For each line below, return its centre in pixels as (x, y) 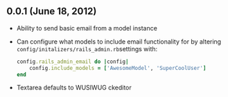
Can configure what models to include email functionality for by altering (119, 42)
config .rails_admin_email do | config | (72, 62)
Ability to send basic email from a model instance (87, 28)
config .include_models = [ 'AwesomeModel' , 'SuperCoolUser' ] (118, 68)
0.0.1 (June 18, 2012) (52, 11)
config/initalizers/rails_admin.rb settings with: (87, 48)
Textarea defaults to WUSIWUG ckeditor (74, 88)
